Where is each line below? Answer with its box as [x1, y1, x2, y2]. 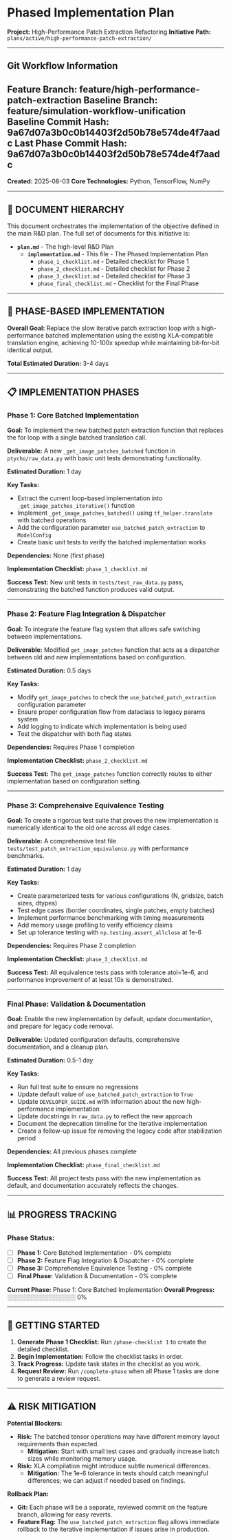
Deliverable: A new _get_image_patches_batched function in [7, 446, 175, 455]
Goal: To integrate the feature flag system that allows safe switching [7, 625, 201, 633]
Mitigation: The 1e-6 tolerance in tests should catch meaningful [27, 1469, 208, 1477]
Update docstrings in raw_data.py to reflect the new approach [16, 1112, 192, 1120]
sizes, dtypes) [16, 899, 58, 907]
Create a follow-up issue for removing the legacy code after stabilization [16, 1127, 222, 1135]
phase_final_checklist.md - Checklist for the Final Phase [37, 279, 199, 287]
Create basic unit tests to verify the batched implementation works [16, 538, 206, 546]
